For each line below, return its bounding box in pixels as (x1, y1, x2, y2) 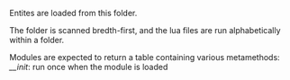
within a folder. (9, 35, 65, 45)
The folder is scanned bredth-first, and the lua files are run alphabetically (9, 25, 281, 35)
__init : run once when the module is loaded (9, 62, 168, 72)
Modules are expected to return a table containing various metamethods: (9, 52, 281, 62)
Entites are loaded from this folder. (9, 8, 138, 18)
